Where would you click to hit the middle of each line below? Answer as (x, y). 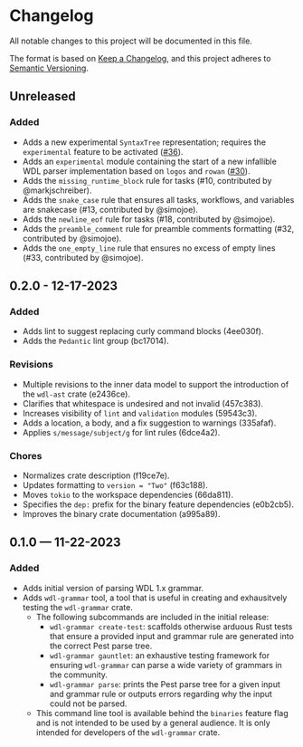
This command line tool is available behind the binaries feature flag (162, 713)
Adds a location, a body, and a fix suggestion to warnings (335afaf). (149, 423)
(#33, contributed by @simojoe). (83, 257)
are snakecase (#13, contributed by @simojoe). (110, 209)
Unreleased (43, 96)
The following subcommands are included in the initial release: (152, 617)
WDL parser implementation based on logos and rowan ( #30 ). (136, 171)
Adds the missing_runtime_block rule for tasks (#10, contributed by (147, 180)
